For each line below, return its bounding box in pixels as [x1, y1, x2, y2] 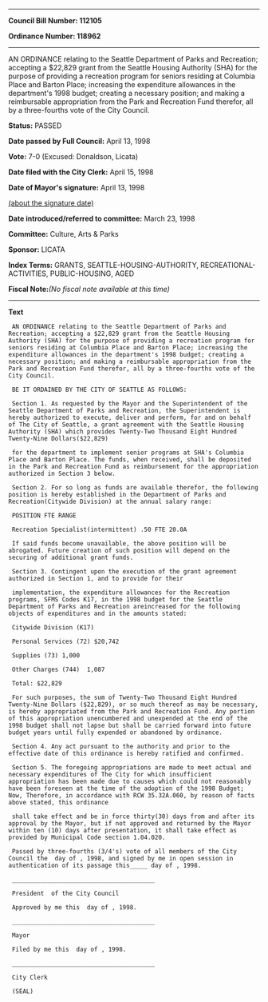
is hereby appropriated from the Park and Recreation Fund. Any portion [8, 708, 255, 716]
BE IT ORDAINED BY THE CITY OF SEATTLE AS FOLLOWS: [11, 385, 187, 393]
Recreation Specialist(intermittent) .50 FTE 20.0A [11, 525, 187, 533]
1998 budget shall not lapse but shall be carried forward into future [8, 721, 251, 729]
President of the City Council [11, 889, 120, 897]
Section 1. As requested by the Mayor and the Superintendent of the [11, 400, 248, 408]
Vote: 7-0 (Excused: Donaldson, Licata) [8, 152, 139, 161]
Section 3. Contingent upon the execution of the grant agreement [11, 568, 238, 576]
